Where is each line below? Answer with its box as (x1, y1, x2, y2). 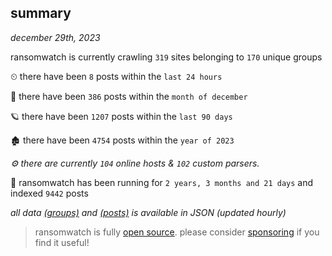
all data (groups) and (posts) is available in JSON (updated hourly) (10, 206, 287, 218)
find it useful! (34, 236, 90, 248)
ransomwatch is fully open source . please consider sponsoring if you (34, 226, 320, 238)
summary (10, 5, 72, 22)
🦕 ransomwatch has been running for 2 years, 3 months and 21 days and (10, 176, 314, 188)
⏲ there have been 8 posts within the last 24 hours (10, 70, 223, 82)
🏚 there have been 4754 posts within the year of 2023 (10, 134, 235, 146)
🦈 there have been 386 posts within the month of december (10, 90, 248, 102)
